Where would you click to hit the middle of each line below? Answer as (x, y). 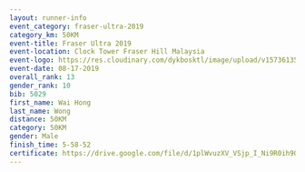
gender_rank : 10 (40, 86)
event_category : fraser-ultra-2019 (77, 26)
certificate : (34, 153)
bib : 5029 (28, 94)
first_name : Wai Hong (50, 102)
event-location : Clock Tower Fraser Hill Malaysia (107, 52)
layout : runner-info (49, 18)
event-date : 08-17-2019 (54, 69)
